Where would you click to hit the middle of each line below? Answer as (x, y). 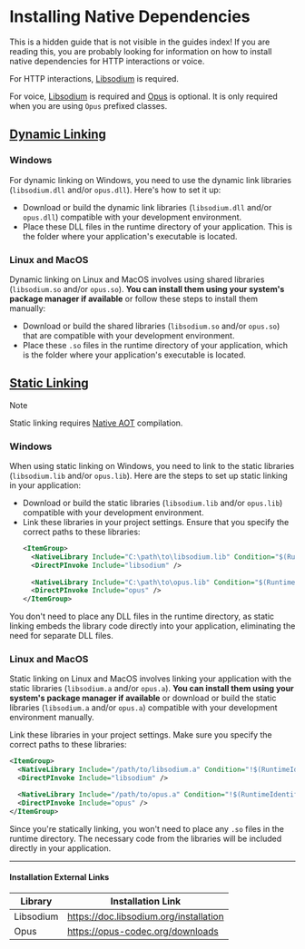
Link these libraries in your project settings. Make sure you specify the (141, 735)
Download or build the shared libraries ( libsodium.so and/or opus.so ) (151, 326)
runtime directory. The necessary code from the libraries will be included (146, 838)
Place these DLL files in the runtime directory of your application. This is (157, 226)
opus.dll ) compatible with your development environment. (132, 217)
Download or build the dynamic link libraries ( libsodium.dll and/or (147, 207)
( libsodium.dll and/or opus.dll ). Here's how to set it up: (115, 190)
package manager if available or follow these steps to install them (134, 298)
